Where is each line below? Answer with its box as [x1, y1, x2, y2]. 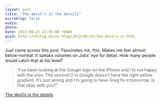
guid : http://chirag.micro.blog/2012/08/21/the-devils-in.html [5, 34, 136, 39]
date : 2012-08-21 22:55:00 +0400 [5, 29, 73, 34]
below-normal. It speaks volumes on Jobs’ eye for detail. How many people [5, 52, 156, 58]
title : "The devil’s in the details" [5, 12, 81, 16]
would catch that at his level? [5, 58, 63, 63]
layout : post [5, 7, 32, 12]
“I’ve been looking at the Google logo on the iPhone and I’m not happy [16, 67, 157, 73]
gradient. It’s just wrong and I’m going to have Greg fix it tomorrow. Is [16, 77, 155, 83]
